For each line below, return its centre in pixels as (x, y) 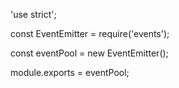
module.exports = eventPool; (70, 72)
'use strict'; (33, 14)
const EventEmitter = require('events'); (90, 33)
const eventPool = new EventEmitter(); (89, 53)
